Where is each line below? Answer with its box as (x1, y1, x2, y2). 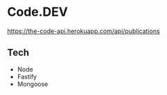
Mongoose (17, 80, 49, 88)
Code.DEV (7, 4, 68, 20)
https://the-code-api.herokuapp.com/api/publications (7, 27, 161, 35)
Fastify (17, 72, 37, 81)
